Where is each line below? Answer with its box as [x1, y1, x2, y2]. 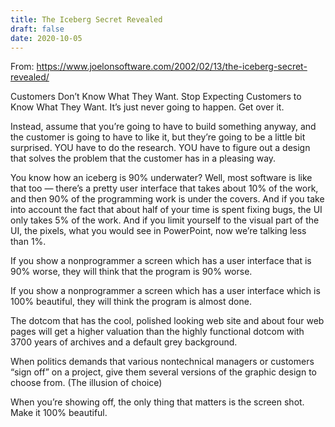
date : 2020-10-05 [10, 33, 83, 43]
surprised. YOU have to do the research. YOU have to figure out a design [10, 142, 311, 154]
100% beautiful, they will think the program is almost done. [10, 296, 252, 308]
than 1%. [10, 236, 47, 248]
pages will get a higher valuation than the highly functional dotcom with [10, 326, 305, 338]
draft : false [10, 24, 65, 34]
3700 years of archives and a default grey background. [10, 336, 238, 348]
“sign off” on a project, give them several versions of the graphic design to [10, 366, 317, 378]
